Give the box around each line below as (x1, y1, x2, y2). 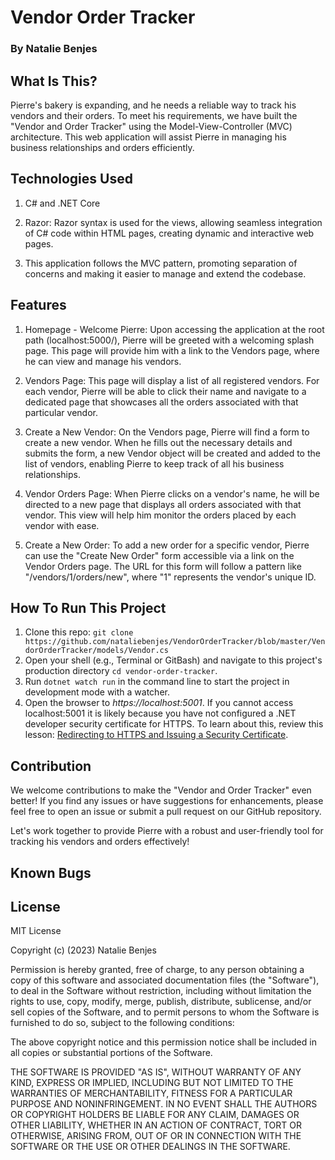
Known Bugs (10, 864, 92, 881)
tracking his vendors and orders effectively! (10, 836, 190, 848)
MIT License (10, 925, 62, 937)
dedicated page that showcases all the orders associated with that (24, 396, 299, 408)
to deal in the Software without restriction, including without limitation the (10, 985, 312, 997)
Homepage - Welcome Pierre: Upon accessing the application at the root (24, 323, 325, 335)
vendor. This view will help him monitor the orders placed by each (24, 509, 297, 521)
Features (10, 297, 67, 314)
